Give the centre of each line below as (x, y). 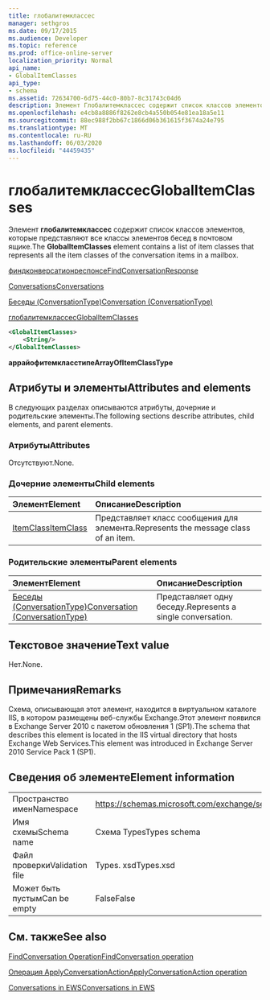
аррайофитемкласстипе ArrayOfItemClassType (91, 362)
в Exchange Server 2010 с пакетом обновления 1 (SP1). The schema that (129, 726)
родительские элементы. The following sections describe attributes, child (131, 416)
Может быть (37, 888)
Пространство (41, 799)
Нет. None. (25, 665)
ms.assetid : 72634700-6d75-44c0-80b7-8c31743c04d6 (95, 98)
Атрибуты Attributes (49, 445)
